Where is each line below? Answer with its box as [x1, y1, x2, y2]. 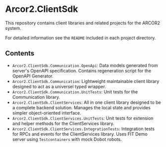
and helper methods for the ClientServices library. [12, 120, 114, 126]
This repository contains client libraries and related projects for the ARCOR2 [5, 20, 160, 26]
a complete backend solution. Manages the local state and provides [12, 104, 151, 110]
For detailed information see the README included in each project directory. [5, 35, 156, 41]
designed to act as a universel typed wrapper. [12, 83, 107, 89]
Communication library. [12, 94, 60, 100]
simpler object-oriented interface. [12, 110, 81, 116]
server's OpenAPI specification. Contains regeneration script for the [12, 68, 152, 73]
